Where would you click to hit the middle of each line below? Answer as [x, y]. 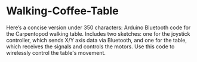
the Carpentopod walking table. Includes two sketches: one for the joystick [98, 33]
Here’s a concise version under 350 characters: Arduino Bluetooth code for [98, 27]
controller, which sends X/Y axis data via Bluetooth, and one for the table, [96, 40]
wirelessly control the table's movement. [56, 52]
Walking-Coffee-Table [62, 11]
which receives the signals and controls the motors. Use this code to [90, 46]
